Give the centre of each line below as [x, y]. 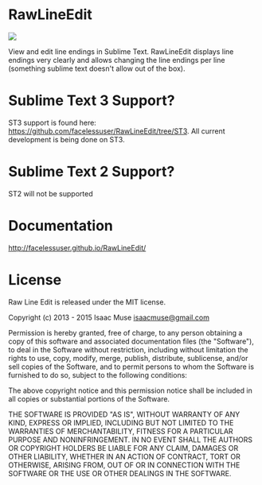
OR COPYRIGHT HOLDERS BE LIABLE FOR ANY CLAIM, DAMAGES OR [123, 448]
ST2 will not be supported [51, 193]
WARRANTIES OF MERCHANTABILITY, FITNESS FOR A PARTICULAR [121, 431]
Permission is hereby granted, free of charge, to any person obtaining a [125, 332]
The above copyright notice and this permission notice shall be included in [130, 390]
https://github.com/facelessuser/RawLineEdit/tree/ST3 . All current [117, 131]
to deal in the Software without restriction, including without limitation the [128, 349]
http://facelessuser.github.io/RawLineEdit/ [77, 247]
